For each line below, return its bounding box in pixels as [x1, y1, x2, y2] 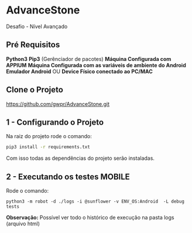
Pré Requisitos [6, 40, 60, 50]
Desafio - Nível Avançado [6, 23, 68, 30]
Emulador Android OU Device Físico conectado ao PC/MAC [6, 68, 153, 75]
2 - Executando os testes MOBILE [6, 172, 130, 181]
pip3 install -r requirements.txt [6, 144, 91, 150]
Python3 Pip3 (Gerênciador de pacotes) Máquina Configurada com [6, 55, 172, 62]
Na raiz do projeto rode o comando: [6, 133, 92, 140]
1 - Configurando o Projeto [6, 117, 104, 127]
